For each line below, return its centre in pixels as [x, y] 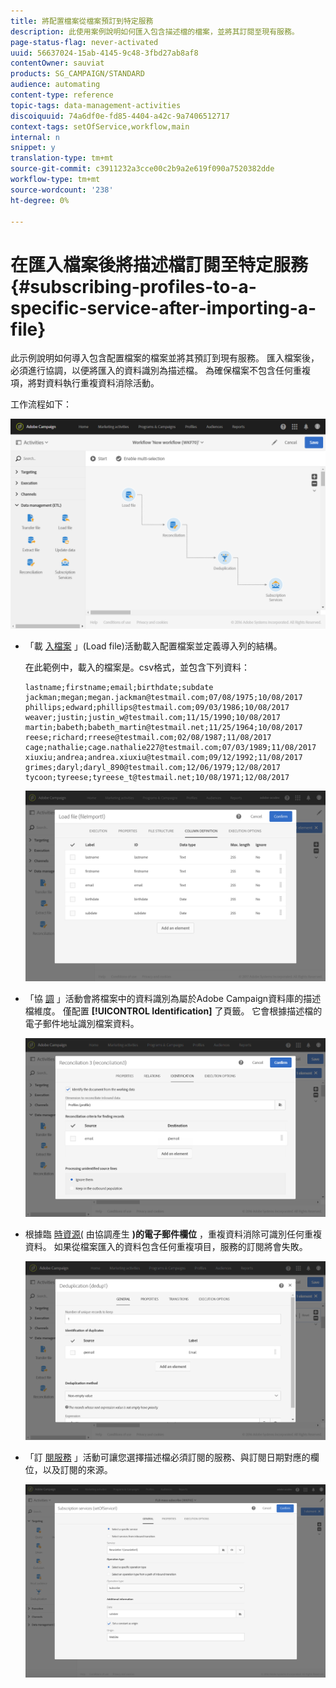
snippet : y [33, 148]
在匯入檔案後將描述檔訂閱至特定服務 [159, 264]
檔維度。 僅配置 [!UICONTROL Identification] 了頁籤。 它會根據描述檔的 [173, 1011]
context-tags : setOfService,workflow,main [100, 126]
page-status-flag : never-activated [84, 42]
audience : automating [55, 85]
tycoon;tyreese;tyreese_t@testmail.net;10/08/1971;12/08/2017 [157, 777]
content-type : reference [62, 95]
